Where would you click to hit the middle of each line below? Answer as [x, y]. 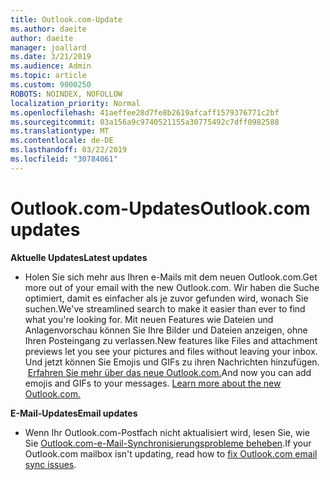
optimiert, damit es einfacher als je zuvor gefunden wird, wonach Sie [166, 298]
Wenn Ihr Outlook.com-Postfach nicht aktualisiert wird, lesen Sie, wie [167, 432]
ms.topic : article [48, 76]
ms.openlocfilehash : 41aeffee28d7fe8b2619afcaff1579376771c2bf [145, 112]
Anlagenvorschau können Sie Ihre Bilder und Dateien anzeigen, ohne [166, 330]
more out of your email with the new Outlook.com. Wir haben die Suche [172, 287]
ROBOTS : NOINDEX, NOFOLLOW [66, 94]
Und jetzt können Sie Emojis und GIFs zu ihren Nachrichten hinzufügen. [172, 362]
